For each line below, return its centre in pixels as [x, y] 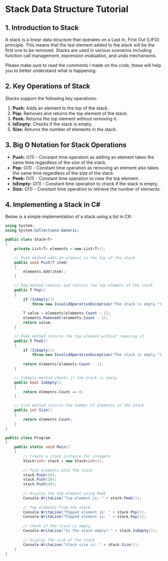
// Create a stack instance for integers [67, 456]
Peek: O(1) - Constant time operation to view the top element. [76, 178]
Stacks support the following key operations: [51, 98]
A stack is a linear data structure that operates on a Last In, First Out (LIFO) [82, 39]
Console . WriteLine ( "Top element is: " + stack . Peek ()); [82, 498]
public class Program [28, 438]
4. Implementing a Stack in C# [53, 205]
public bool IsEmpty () [38, 382]
